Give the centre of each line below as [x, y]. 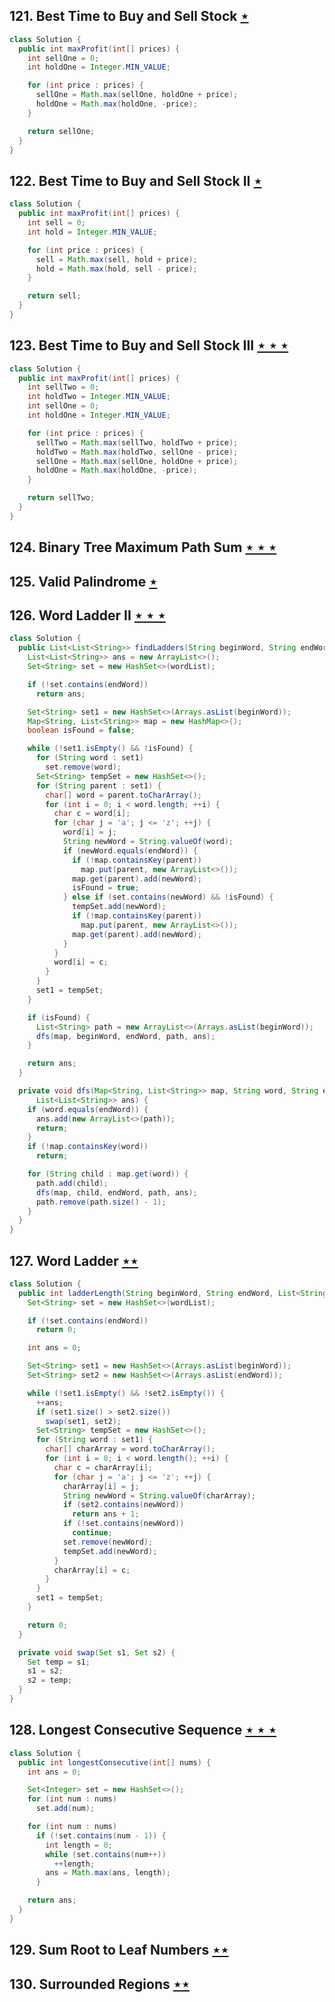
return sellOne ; [61, 131]
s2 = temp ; [50, 1680]
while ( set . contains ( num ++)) [106, 1854]
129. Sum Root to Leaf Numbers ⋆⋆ [119, 1950]
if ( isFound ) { [59, 1017]
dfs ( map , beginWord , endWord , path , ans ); [125, 1036]
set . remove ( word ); [83, 767]
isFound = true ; [106, 888]
